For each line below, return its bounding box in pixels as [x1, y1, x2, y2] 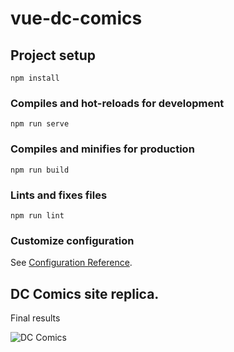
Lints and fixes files [10, 188, 108, 202]
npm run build [10, 165, 70, 175]
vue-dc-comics [10, 7, 143, 30]
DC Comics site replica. [10, 285, 160, 302]
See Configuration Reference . [10, 257, 133, 269]
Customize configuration [10, 233, 135, 247]
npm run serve [10, 119, 70, 129]
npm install [10, 73, 60, 83]
